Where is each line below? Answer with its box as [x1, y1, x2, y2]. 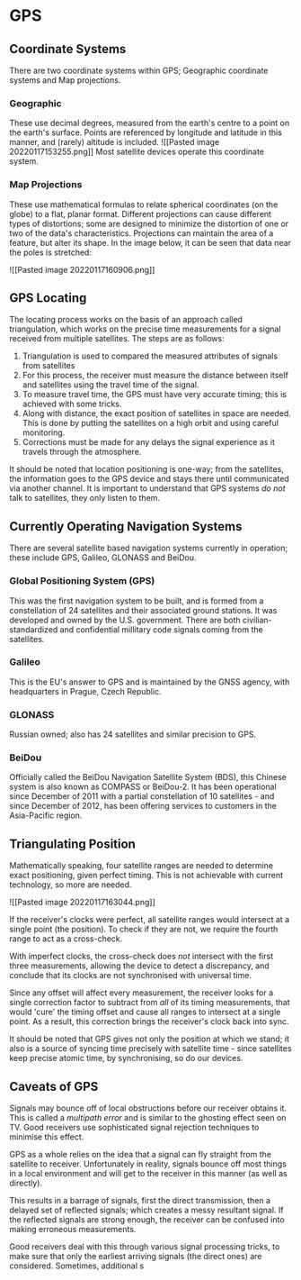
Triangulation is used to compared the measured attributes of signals [22, 350, 279, 361]
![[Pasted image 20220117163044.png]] [9, 897, 155, 908]
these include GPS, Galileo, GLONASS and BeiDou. [9, 552, 197, 563]
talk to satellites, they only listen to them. [9, 493, 160, 504]
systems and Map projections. [9, 75, 121, 86]
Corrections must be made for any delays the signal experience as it [22, 437, 276, 448]
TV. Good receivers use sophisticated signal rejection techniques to [9, 1122, 260, 1133]
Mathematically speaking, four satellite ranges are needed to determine [9, 860, 274, 871]
